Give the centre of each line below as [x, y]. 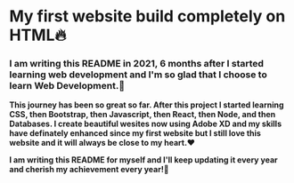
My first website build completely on [147, 16]
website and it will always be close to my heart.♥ [102, 143]
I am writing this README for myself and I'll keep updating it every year [143, 160]
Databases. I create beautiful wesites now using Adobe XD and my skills [146, 124]
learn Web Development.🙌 [67, 86]
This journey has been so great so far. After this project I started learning [147, 105]
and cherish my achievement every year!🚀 [89, 170]
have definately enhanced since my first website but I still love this [135, 133]
